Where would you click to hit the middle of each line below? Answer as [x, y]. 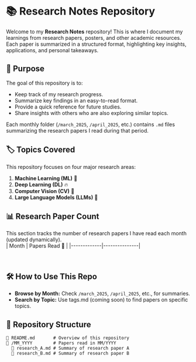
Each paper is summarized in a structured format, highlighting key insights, [96, 44]
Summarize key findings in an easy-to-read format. [76, 100]
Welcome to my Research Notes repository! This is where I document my [94, 31]
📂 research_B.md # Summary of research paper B [71, 353]
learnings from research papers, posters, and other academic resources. [94, 38]
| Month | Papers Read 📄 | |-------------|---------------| [73, 246]
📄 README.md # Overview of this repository [68, 338]
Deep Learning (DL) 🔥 [41, 184]
